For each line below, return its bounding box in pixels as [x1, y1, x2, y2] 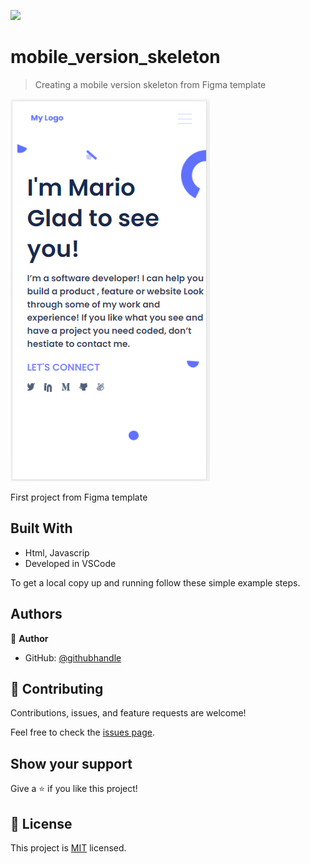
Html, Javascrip [24, 546, 90, 559]
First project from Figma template [10, 491, 148, 503]
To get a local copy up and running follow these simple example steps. [10, 576, 301, 589]
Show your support [10, 755, 133, 772]
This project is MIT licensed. [10, 842, 127, 854]
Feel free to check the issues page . [10, 726, 155, 739]
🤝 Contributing [10, 680, 104, 697]
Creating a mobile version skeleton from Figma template [34, 78, 267, 90]
